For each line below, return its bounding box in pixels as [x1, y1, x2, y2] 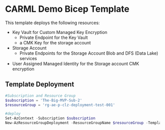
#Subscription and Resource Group [5, 93, 76, 98]
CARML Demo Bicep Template [5, 3, 130, 15]
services [19, 55, 37, 61]
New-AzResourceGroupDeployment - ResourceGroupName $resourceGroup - [5, 121, 148, 126]
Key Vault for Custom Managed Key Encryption [12, 29, 108, 35]
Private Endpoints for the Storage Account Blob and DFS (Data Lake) [19, 50, 159, 56]
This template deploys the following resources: [5, 20, 100, 26]
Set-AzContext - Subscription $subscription [5, 116, 96, 121]
